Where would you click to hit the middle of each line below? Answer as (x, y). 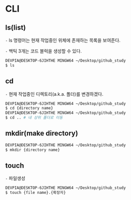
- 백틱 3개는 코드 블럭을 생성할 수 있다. (44, 51)
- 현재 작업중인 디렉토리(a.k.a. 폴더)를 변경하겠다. (54, 94)
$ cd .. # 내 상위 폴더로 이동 (34, 118)
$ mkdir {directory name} (32, 150)
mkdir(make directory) (42, 133)
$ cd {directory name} (29, 108)
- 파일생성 (15, 178)
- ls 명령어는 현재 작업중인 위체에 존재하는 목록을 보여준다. (63, 40)
